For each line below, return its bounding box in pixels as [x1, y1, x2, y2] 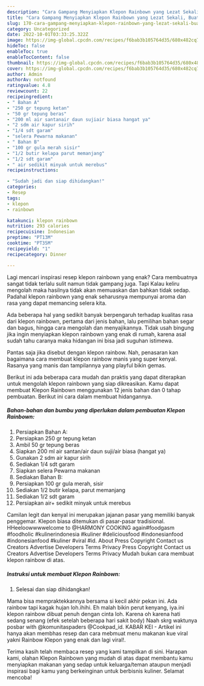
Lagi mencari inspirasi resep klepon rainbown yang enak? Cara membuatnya [7, 273, 198, 280]
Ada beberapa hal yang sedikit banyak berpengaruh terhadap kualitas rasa [7, 311, 193, 318]
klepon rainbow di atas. [7, 556, 65, 564]
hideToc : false [7, 43, 45, 49]
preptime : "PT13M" [7, 235, 53, 241]
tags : [7, 195, 21, 201]
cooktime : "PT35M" [7, 240, 53, 246]
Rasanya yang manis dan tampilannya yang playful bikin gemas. [7, 361, 166, 369]
